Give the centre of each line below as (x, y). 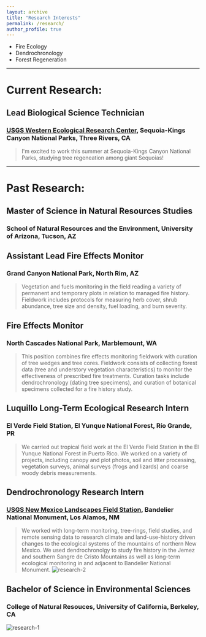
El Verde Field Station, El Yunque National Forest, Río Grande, (99, 426)
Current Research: (54, 90)
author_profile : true (34, 29)
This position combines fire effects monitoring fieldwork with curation (109, 356)
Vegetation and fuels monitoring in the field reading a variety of (101, 287)
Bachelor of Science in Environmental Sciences (99, 589)
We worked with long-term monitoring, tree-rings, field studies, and (107, 531)
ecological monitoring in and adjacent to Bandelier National (96, 563)
